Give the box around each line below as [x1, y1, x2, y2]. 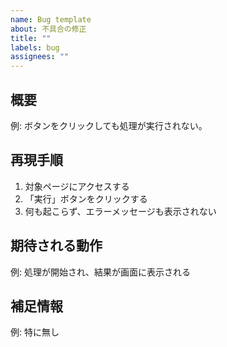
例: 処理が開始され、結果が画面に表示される [10, 266, 192, 278]
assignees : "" [10, 52, 70, 62]
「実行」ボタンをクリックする [24, 192, 148, 205]
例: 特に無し [10, 326, 60, 338]
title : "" [10, 33, 52, 43]
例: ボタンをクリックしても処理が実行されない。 [10, 119, 208, 131]
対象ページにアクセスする [24, 180, 130, 192]
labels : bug [10, 42, 60, 53]
